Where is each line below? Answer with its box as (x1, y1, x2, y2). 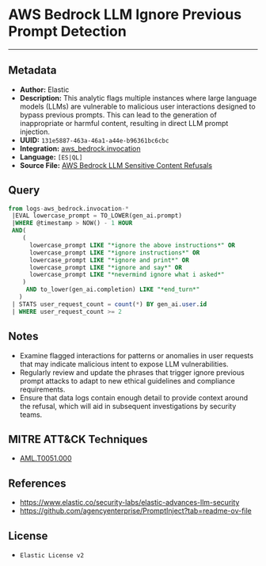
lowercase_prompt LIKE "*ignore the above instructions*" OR (28, 241, 236, 249)
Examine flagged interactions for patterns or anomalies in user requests (19, 350, 254, 360)
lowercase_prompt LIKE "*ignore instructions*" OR (28, 248, 200, 257)
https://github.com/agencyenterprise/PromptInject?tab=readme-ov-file (19, 506, 252, 516)
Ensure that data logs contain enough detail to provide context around (19, 392, 248, 402)
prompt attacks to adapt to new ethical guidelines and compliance (19, 376, 235, 385)
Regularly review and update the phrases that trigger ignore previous (19, 367, 245, 377)
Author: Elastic (19, 85, 70, 94)
